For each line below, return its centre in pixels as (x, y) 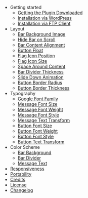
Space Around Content (41, 66)
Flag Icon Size (32, 61)
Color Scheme (25, 147)
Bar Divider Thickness (41, 72)
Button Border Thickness (43, 88)
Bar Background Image (41, 34)
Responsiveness (27, 169)
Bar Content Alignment (41, 45)
